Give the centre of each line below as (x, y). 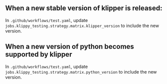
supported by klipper (39, 54)
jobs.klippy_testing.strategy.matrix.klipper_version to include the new (82, 25)
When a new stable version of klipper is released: (84, 8)
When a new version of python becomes (70, 47)
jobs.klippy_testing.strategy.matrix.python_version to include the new (81, 71)
